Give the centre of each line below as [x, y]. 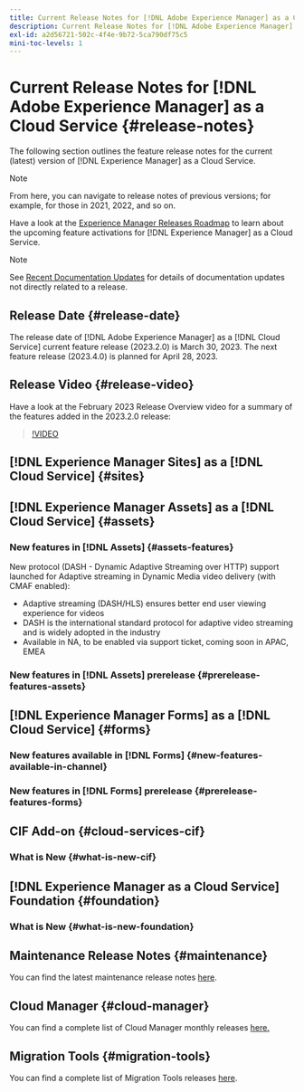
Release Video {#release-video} [102, 385]
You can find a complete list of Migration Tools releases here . [123, 1078]
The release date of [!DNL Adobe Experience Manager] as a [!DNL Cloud [145, 337]
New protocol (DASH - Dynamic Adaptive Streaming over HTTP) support [144, 566]
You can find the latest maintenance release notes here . [113, 977]
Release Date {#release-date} [95, 315]
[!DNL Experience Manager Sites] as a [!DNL [137, 462]
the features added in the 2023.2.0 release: [90, 416]
